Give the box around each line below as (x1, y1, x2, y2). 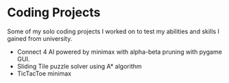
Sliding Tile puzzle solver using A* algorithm (16, 62, 142, 70)
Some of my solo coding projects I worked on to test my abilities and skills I (7, 27, 219, 35)
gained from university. (7, 34, 73, 42)
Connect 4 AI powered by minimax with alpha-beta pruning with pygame (16, 48, 223, 56)
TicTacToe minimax (16, 69, 72, 78)
